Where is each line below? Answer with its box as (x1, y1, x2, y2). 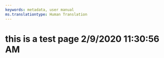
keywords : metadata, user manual (5, 7, 74, 12)
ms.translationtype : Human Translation (5, 12, 88, 17)
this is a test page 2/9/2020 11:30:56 (5, 33, 160, 45)
